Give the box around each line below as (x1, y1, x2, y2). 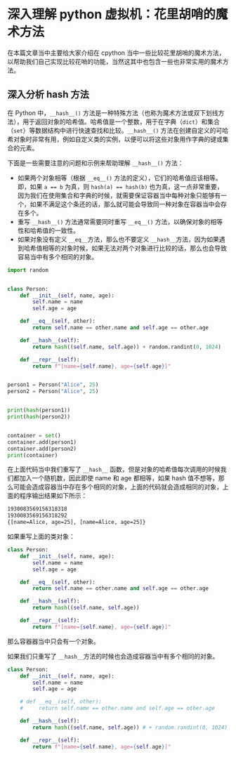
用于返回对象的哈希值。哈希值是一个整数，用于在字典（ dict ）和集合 (22, 117, 220, 126)
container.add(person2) (7, 445, 77, 452)
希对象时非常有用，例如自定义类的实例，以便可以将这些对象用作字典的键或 (7, 135, 223, 143)
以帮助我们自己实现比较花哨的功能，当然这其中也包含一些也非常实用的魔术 (7, 57, 223, 65)
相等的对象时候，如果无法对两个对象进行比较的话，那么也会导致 (41, 244, 227, 252)
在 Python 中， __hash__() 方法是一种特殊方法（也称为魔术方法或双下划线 (7, 108, 218, 117)
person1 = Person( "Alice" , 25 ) (7, 381, 99, 388)
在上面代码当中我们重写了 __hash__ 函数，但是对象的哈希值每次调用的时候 (7, 465, 221, 474)
